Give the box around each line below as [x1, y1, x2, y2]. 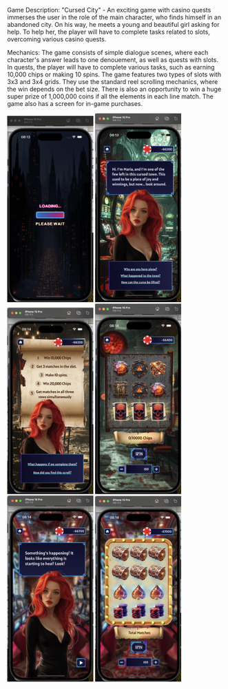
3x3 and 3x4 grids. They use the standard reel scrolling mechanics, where [7, 78, 218, 85]
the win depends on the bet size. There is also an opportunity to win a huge [7, 85, 222, 93]
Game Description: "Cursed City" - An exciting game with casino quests [7, 6, 211, 14]
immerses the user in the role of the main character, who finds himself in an [7, 13, 222, 21]
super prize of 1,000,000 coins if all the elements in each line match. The [7, 92, 214, 100]
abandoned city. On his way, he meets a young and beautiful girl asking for [7, 21, 220, 28]
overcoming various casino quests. [7, 35, 107, 43]
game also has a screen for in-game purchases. [7, 100, 143, 107]
